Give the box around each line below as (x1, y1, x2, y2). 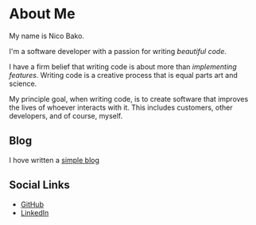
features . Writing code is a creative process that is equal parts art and (9, 70, 238, 80)
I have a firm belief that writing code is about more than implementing (9, 61, 237, 72)
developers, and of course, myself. (9, 111, 123, 120)
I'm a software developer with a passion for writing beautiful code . (9, 46, 227, 56)
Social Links (9, 178, 71, 192)
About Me (9, 5, 76, 23)
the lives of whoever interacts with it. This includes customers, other (9, 103, 233, 112)
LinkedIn (20, 208, 49, 217)
